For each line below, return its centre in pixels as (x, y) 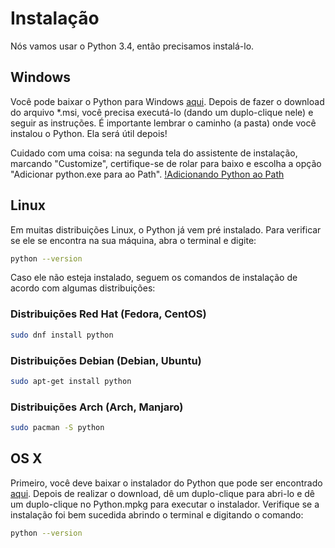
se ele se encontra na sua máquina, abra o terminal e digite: (133, 240)
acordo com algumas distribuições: (83, 288)
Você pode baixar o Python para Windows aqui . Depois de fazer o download (167, 101)
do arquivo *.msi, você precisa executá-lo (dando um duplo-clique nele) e (162, 112)
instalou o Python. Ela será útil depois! (89, 133)
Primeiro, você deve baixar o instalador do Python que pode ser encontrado (166, 483)
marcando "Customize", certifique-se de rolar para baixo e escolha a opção (166, 163)
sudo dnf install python (62, 335)
